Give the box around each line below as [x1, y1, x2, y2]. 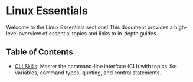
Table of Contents [6, 47, 74, 57]
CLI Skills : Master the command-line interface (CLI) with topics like [14, 63, 177, 70]
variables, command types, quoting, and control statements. [14, 69, 161, 76]
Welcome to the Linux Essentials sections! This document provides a [6, 24, 173, 31]
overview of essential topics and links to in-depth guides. [18, 29, 158, 37]
